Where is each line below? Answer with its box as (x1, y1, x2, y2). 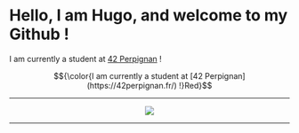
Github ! (9, 24, 69, 44)
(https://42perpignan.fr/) (86, 80, 178, 90)
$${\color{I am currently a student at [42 (53, 70, 203, 81)
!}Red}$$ (179, 80, 213, 90)
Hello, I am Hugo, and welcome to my (9, 5, 288, 26)
